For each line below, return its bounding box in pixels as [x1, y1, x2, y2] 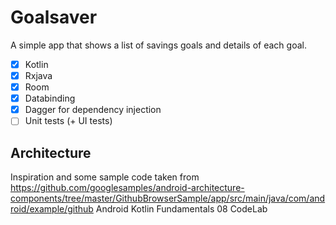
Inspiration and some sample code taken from [10, 171, 200, 183]
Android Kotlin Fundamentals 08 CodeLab [95, 203, 268, 215]
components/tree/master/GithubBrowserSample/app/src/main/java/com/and [10, 192, 326, 205]
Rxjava [24, 70, 53, 81]
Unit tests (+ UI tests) [24, 115, 113, 127]
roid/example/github [10, 203, 94, 215]
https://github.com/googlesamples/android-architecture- [10, 182, 245, 194]
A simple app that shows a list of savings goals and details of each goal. [10, 39, 307, 51]
